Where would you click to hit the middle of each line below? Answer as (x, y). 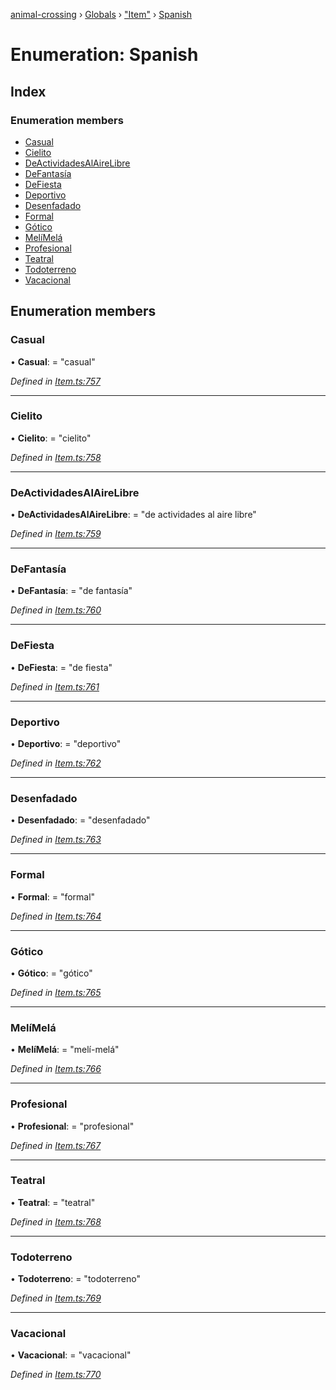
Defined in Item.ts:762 (56, 763)
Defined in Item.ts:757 (55, 381)
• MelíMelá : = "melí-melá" (65, 1050)
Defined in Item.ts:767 (56, 1145)
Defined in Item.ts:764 (56, 916)
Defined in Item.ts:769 (56, 1298)
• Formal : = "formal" (53, 896)
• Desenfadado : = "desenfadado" (80, 820)
